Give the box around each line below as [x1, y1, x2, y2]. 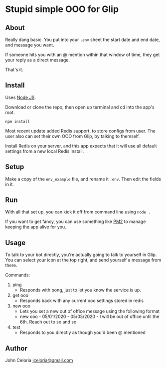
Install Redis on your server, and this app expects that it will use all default [5, 142, 157, 148]
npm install [5, 119, 30, 124]
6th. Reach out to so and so [19, 319, 77, 325]
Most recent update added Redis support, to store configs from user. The [5, 127, 156, 133]
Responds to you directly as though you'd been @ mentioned [19, 329, 146, 335]
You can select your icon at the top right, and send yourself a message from [5, 257, 162, 263]
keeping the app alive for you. [5, 224, 66, 230]
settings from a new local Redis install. [5, 148, 84, 154]
